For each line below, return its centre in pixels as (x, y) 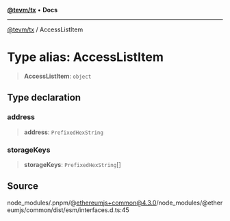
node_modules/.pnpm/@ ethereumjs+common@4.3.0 (82, 203)
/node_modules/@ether (190, 203)
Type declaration (44, 97)
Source (23, 186)
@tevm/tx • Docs (33, 10)
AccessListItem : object (57, 76)
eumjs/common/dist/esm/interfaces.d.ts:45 (68, 210)
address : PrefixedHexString (64, 132)
